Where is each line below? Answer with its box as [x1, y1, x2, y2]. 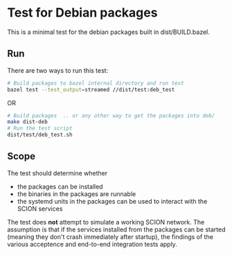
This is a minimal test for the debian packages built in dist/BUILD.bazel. [7, 28, 210, 36]
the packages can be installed [17, 182, 103, 191]
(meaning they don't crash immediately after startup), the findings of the [7, 232, 213, 240]
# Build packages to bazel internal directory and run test [7, 80, 185, 87]
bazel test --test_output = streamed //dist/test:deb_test [7, 86, 175, 93]
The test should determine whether [7, 168, 108, 177]
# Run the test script [7, 125, 73, 132]
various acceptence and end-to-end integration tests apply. [7, 240, 178, 248]
